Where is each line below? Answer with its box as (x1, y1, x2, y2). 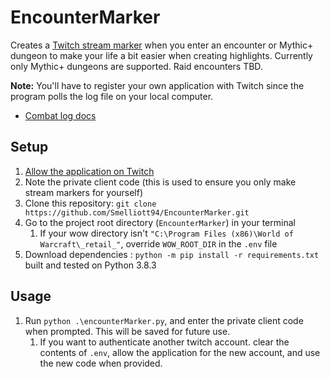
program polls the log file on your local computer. (10, 90, 214, 102)
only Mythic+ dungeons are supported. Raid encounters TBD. (10, 60, 263, 72)
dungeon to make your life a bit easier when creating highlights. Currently (10, 49, 313, 61)
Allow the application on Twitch (24, 165, 155, 177)
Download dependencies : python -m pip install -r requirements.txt (24, 248, 320, 260)
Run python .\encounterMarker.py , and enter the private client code (24, 314, 304, 326)
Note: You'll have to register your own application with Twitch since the (10, 79, 305, 91)
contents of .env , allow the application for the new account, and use (39, 346, 321, 358)
